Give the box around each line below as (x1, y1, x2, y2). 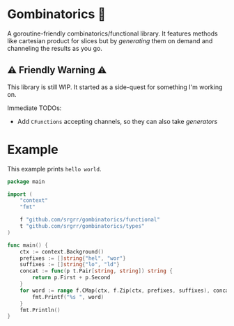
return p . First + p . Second (32, 274, 111, 281)
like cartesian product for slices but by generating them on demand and (7, 36, 213, 45)
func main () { (7, 242, 49, 249)
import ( (7, 191, 33, 198)
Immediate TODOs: (7, 104, 62, 112)
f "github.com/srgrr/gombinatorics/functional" (19, 216, 160, 224)
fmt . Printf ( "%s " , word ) (32, 293, 104, 300)
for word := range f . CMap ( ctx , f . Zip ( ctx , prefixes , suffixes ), (19, 287, 210, 294)
